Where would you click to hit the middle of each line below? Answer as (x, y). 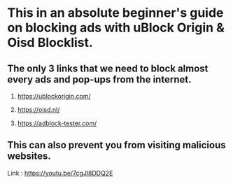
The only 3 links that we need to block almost (108, 68)
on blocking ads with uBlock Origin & (116, 28)
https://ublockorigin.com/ (54, 96)
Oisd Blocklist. (50, 43)
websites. (29, 156)
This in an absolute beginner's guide (115, 13)
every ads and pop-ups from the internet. (99, 79)
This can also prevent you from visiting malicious (116, 145)
